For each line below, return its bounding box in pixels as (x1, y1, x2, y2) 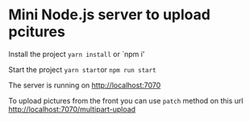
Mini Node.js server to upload (8, 6, 211, 24)
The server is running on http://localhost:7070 (8, 80, 161, 90)
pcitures (8, 22, 66, 41)
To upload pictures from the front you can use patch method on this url (8, 96, 244, 105)
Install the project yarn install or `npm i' (8, 49, 145, 59)
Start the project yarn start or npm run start (8, 64, 156, 74)
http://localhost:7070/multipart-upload (8, 104, 135, 114)
